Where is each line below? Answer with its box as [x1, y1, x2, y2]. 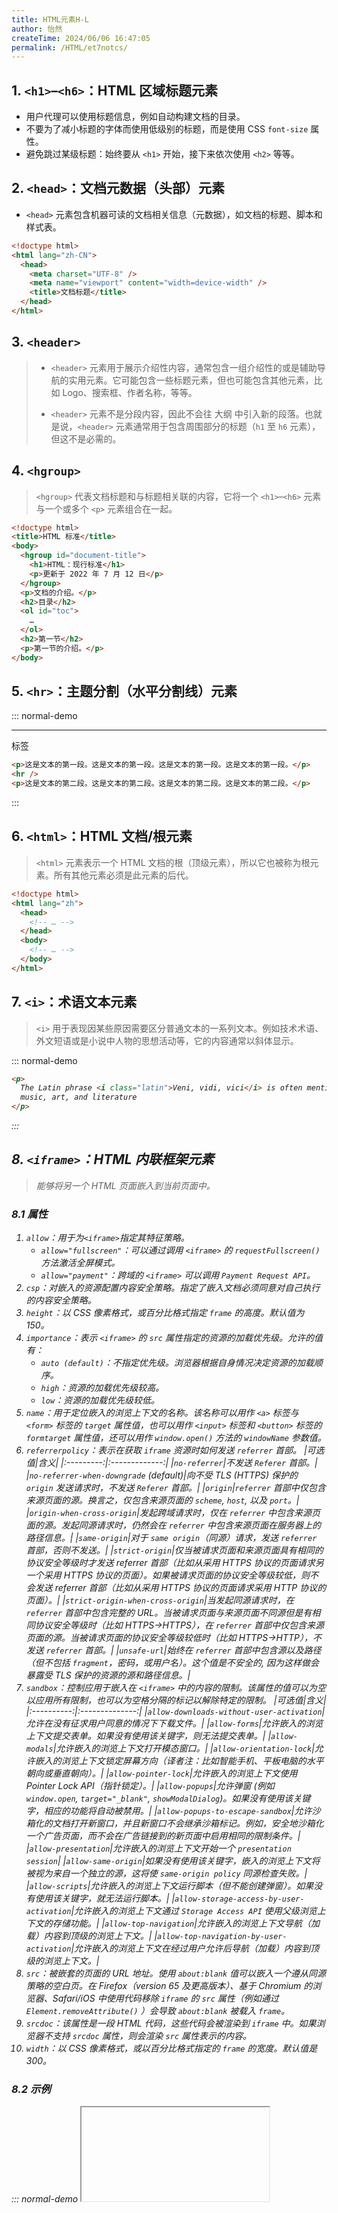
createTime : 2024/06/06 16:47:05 [11, 33, 151, 43]
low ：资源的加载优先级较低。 [40, 1394, 161, 1406]
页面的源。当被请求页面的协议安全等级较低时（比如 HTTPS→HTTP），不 [25, 1632, 322, 1644]
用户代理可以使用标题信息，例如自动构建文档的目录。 [25, 111, 246, 123]
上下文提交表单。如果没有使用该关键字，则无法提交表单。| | [25, 1730, 272, 1742]
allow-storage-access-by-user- [174, 1894, 305, 1905]
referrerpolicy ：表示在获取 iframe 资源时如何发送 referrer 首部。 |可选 [25, 1444, 325, 1456]
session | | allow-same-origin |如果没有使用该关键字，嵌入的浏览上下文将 [25, 1855, 321, 1867]
